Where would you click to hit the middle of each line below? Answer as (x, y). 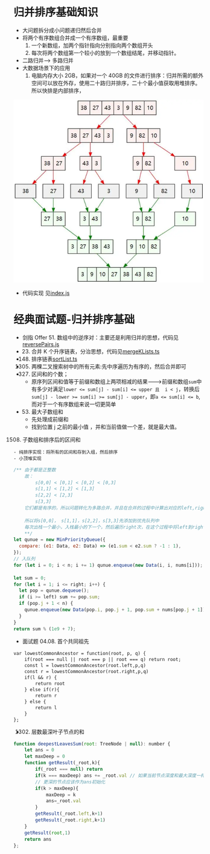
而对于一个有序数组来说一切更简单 (74, 404)
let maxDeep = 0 (45, 757)
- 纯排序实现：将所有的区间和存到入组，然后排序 (65, 452)
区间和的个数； (50, 374)
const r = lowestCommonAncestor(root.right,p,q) (87, 671)
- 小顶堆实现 (27, 458)
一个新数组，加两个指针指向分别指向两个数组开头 (92, 45)
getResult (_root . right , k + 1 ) (70, 820)
